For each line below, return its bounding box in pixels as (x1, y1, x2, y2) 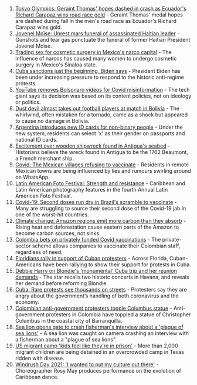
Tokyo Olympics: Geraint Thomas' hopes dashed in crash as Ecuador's (15, 5, 187, 12)
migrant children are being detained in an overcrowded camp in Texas (15, 349, 184, 355)
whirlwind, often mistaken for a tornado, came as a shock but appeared (15, 111, 188, 118)
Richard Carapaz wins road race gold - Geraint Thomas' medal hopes (15, 11, 184, 18)
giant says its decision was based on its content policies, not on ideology (15, 92, 192, 99)
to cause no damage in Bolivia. (15, 118, 90, 124)
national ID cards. (15, 136, 58, 143)
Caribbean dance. (15, 373, 59, 380)
